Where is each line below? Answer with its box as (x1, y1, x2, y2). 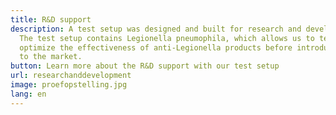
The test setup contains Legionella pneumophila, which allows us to (19, 33, 315, 43)
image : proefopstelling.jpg (10, 80, 128, 90)
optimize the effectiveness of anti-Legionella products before (19, 42, 293, 53)
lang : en (10, 89, 47, 99)
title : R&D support (10, 14, 92, 25)
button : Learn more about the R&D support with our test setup (10, 61, 280, 71)
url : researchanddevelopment (10, 71, 132, 81)
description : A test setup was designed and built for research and (10, 24, 302, 34)
